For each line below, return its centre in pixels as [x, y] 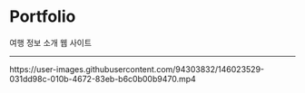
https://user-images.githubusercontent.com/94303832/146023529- [137, 69]
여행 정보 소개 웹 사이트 [51, 42]
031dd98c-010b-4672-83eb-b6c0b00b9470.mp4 [103, 79]
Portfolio [43, 17]
